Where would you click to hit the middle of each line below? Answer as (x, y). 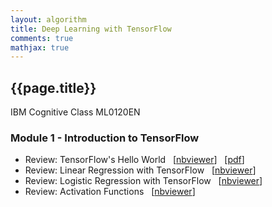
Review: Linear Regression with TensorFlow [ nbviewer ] (140, 170)
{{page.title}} (53, 87)
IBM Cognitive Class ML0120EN (75, 112)
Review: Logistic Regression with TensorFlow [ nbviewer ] (143, 181)
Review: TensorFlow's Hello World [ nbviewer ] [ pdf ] (134, 160)
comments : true (42, 38)
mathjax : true (40, 47)
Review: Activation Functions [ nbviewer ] (110, 192)
